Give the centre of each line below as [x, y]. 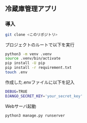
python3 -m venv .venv [28, 54]
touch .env [16, 72]
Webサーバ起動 [21, 106]
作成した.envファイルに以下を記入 [40, 82]
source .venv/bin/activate [33, 59]
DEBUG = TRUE [16, 92]
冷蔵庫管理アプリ [31, 9]
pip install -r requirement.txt [38, 68]
